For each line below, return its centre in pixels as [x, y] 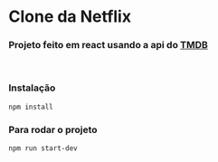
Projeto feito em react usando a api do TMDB [109, 45]
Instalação [32, 88]
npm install [31, 107]
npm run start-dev [43, 148]
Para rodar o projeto [53, 129]
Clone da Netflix [70, 17]
